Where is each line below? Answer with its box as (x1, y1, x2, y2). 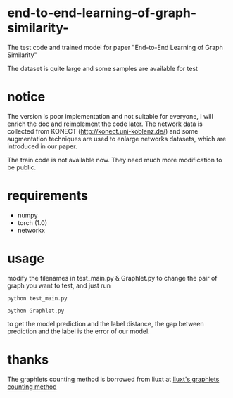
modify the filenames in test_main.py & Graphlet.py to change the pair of (7, 274, 218, 282)
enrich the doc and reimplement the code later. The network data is (7, 120, 203, 128)
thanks (7, 352, 49, 367)
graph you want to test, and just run (7, 281, 111, 290)
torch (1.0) (17, 218, 48, 226)
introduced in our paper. (7, 142, 77, 150)
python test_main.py (7, 295, 68, 302)
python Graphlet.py (7, 307, 65, 314)
